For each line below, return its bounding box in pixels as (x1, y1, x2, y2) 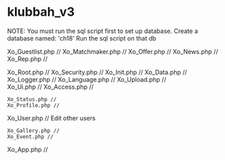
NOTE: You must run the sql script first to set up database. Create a (7, 27, 198, 35)
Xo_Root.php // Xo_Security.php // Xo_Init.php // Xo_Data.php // (7, 68, 187, 76)
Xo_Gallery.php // (7, 127, 60, 134)
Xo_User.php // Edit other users (7, 114, 96, 122)
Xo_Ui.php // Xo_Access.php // (7, 82, 94, 91)
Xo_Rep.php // (7, 54, 48, 62)
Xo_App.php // (7, 145, 48, 153)
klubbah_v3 (7, 4, 75, 20)
